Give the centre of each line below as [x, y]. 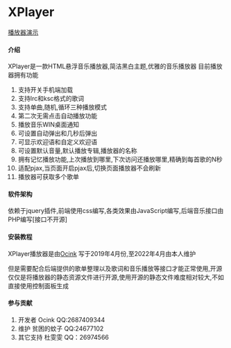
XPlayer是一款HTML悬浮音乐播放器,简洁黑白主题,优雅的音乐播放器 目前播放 [115, 66]
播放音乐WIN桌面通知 [48, 125]
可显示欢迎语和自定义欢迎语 [58, 142]
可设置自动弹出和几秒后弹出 [58, 134]
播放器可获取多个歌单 [48, 177]
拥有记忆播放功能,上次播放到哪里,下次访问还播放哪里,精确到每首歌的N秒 [120, 159]
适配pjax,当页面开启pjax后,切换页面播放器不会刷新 [89, 168]
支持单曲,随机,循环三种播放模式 [62, 107]
